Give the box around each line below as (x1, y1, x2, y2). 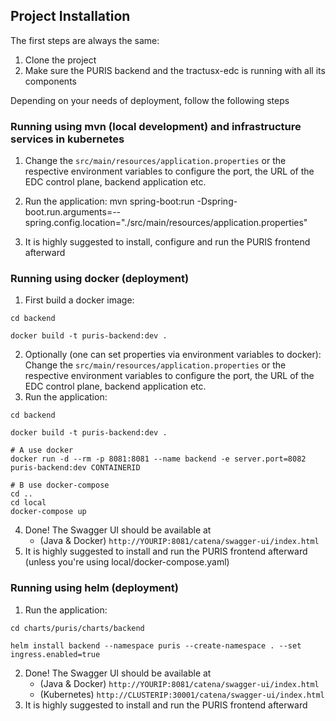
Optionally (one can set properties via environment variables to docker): (24, 349, 322, 361)
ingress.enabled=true (10, 649, 101, 659)
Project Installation (10, 8, 131, 25)
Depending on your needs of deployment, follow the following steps (10, 94, 290, 106)
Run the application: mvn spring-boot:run (24, 195, 195, 208)
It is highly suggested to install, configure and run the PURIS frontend (24, 236, 311, 248)
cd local (10, 498, 47, 508)
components (24, 75, 77, 87)
